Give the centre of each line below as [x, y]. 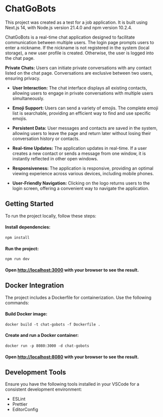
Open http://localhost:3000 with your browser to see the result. [72, 270]
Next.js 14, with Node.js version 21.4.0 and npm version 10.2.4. [69, 27]
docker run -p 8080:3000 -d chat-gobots [47, 346]
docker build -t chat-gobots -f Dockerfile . [53, 324]
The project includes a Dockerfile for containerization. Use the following [78, 297]
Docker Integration [35, 286]
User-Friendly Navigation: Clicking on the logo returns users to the [81, 183]
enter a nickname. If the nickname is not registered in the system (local [77, 47]
